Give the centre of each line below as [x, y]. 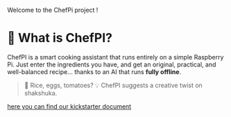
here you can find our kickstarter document [69, 106]
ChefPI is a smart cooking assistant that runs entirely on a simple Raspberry [115, 57]
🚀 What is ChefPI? [60, 38]
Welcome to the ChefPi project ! [53, 10]
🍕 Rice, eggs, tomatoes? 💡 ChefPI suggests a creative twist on [113, 85]
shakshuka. [41, 93]
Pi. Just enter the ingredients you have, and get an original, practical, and [112, 64]
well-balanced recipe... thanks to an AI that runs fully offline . [94, 71]
